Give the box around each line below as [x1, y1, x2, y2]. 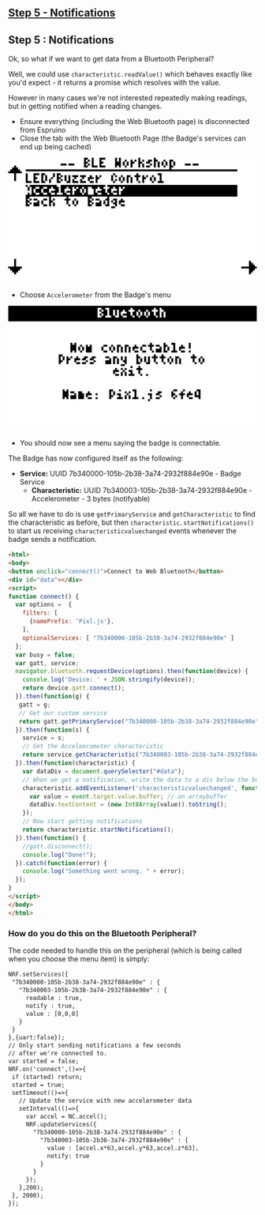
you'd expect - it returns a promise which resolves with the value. [8, 78, 221, 88]
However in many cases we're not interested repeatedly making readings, [8, 93, 248, 103]
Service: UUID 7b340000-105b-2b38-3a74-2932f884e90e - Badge [19, 469, 242, 479]
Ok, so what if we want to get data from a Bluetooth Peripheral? [8, 55, 215, 64]
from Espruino [19, 126, 66, 135]
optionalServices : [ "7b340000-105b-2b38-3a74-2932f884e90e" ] [22, 634, 235, 642]
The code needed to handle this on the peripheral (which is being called [8, 946, 242, 955]
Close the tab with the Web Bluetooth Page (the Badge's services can [19, 134, 246, 143]
